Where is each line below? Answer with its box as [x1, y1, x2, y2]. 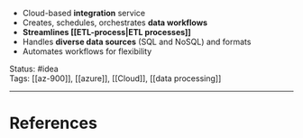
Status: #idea [9, 63, 59, 74]
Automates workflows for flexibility [22, 46, 152, 57]
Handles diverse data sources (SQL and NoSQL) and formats [22, 36, 252, 47]
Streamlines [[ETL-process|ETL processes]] [22, 27, 191, 37]
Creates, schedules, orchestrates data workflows [22, 17, 208, 28]
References [9, 113, 97, 133]
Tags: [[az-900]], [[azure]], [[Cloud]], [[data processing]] [9, 73, 222, 84]
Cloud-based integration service [22, 8, 146, 18]
